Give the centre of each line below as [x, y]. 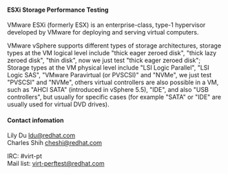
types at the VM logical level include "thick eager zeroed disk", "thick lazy [112, 53]
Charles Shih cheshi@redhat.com [54, 143]
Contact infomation [35, 120]
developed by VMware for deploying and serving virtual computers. [103, 32]
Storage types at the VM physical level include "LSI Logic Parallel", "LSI [108, 68]
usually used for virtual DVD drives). [58, 104]
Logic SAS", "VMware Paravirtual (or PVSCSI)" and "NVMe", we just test [110, 75]
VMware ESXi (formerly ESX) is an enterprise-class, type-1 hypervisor [106, 25]
